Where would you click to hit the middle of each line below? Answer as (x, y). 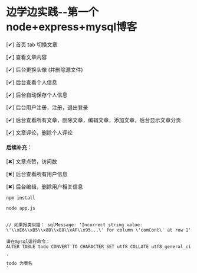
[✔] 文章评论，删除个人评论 (39, 132)
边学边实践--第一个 (52, 12)
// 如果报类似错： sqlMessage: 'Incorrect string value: (74, 225)
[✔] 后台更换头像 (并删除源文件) (45, 69)
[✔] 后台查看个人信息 (32, 82)
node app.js (21, 208)
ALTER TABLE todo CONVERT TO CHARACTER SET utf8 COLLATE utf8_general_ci (99, 247)
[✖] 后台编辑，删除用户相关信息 (45, 187)
